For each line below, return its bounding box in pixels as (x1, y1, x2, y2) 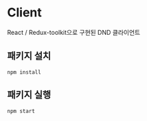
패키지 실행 (7, 89, 52, 100)
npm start (7, 107, 36, 114)
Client (7, 5, 43, 21)
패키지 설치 (7, 50, 52, 62)
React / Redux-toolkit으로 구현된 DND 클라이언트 (7, 28, 141, 36)
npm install (7, 68, 41, 76)
